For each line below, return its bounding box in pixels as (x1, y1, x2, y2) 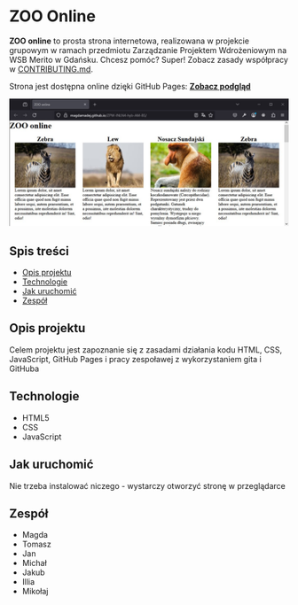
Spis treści (9, 244, 69, 259)
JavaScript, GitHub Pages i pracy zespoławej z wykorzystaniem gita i (9, 353, 262, 364)
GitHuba (9, 363, 40, 374)
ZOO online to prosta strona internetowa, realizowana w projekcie (9, 35, 250, 46)
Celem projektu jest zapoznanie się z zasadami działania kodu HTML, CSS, (9, 344, 283, 355)
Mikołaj (21, 586, 49, 597)
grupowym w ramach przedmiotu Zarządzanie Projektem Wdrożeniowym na (9, 44, 287, 55)
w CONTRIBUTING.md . (9, 64, 93, 74)
